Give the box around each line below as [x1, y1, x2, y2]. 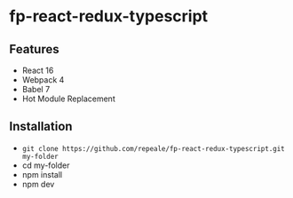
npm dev [21, 178, 55, 189]
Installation [9, 119, 73, 134]
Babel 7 [21, 84, 51, 94]
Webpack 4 [21, 75, 65, 85]
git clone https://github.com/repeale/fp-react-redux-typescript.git [21, 144, 286, 153]
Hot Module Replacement [21, 93, 115, 104]
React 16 [21, 65, 54, 75]
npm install [21, 169, 63, 179]
